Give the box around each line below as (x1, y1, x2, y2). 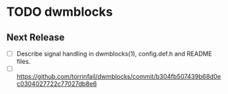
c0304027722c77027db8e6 (16, 80, 97, 88)
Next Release (6, 32, 65, 43)
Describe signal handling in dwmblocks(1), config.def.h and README (16, 49, 212, 58)
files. (16, 58, 31, 66)
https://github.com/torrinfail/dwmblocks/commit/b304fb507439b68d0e (16, 73, 222, 81)
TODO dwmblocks (6, 4, 113, 20)
